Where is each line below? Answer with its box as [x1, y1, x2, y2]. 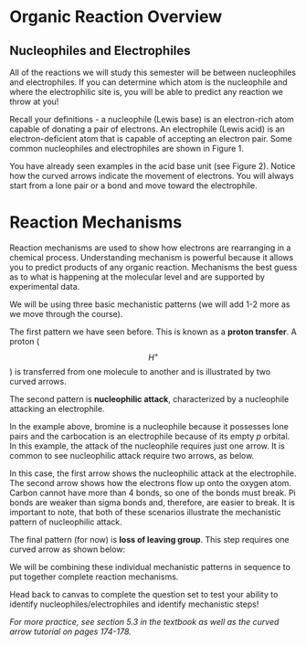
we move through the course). [9, 308, 123, 319]
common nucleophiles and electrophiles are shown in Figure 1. [9, 143, 245, 154]
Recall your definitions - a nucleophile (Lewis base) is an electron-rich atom [9, 114, 294, 124]
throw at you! [9, 96, 59, 107]
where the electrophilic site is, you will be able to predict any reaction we [9, 87, 284, 97]
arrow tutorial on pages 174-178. [9, 626, 132, 637]
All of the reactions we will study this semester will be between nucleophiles [9, 67, 297, 78]
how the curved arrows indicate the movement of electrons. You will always [9, 171, 294, 181]
